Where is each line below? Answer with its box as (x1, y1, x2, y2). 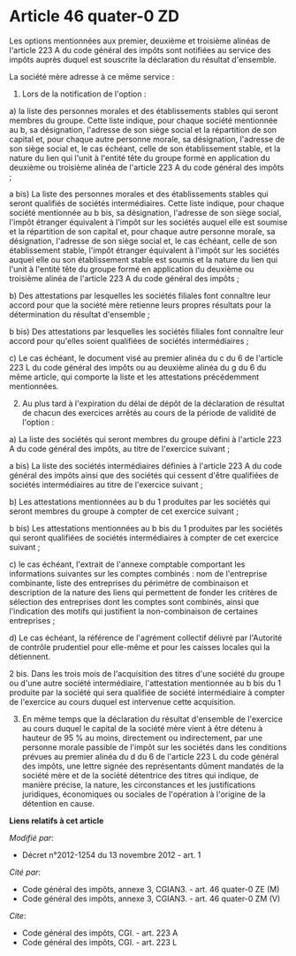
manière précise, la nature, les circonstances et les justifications (21, 779, 256, 790)
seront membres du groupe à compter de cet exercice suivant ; (9, 506, 239, 516)
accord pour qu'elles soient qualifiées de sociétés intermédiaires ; (9, 335, 249, 346)
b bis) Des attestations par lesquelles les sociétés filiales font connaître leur (9, 325, 285, 337)
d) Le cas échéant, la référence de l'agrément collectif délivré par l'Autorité (9, 632, 283, 643)
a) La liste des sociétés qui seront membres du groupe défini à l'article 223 (9, 433, 282, 444)
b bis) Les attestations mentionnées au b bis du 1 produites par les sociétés (9, 523, 283, 533)
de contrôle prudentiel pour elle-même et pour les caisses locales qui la (9, 641, 270, 652)
